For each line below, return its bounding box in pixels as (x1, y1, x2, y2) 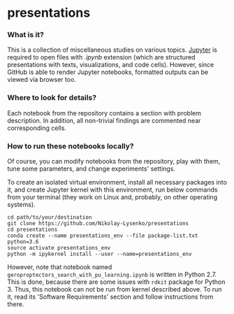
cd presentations (7, 226, 58, 234)
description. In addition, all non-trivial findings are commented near (7, 116, 201, 124)
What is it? (7, 30, 44, 40)
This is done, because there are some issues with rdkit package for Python (7, 278, 226, 286)
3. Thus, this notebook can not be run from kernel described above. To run (7, 285, 222, 294)
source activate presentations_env (7, 245, 111, 252)
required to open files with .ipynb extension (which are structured (7, 53, 196, 62)
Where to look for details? (7, 93, 96, 103)
